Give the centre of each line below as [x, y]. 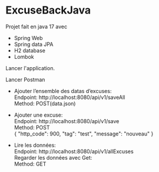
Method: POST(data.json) [45, 103]
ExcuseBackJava [48, 10]
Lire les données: [35, 145]
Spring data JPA [34, 44]
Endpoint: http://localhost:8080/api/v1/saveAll [69, 97]
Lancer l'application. [30, 68]
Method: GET [30, 164]
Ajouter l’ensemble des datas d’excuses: [63, 91]
